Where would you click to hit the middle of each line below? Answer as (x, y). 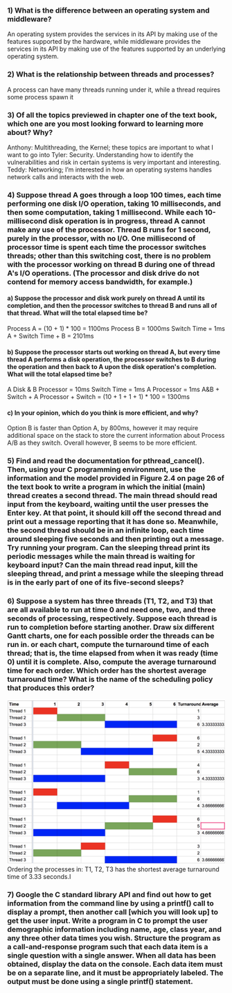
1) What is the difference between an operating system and (108, 10)
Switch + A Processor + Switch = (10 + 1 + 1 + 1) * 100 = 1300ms (99, 397)
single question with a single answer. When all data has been (111, 955)
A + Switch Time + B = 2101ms (51, 336)
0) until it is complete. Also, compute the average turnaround (112, 662)
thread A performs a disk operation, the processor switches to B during (112, 359)
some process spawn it (41, 97)
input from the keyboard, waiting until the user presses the (108, 504)
